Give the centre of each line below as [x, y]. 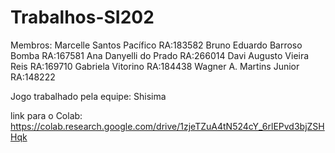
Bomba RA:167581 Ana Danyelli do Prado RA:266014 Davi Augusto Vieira [160, 55]
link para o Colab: [46, 115]
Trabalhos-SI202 [82, 17]
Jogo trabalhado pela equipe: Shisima [88, 96]
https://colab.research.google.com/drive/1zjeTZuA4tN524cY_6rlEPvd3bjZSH [167, 126]
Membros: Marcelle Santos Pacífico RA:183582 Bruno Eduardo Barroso [156, 45]
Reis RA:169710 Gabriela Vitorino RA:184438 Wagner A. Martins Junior [155, 66]
